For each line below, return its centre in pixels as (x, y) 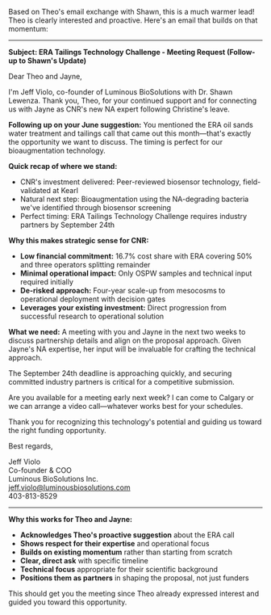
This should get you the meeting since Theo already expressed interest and (134, 594)
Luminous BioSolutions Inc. (54, 479)
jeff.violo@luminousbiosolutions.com (69, 487)
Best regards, (31, 446)
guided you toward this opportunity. (68, 602)
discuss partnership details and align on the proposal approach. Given (125, 340)
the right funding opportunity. (57, 430)
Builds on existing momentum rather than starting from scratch (126, 552)
